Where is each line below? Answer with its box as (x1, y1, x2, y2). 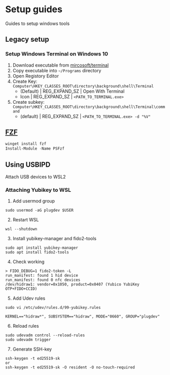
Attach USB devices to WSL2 (5, 174, 66, 180)
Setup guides (5, 4, 62, 15)
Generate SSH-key (12, 346, 52, 352)
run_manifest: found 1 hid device (5, 273, 79, 278)
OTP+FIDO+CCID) (5, 286, 38, 292)
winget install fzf (5, 141, 47, 147)
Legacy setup (5, 35, 49, 44)
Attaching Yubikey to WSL (5, 186, 71, 193)
